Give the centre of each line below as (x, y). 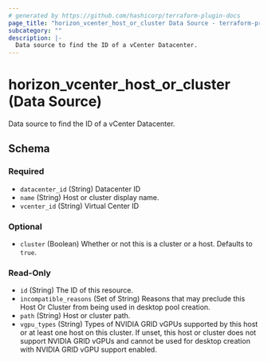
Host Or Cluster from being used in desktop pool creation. (115, 307)
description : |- (35, 38)
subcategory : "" (35, 30)
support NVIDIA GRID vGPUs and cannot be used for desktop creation (135, 341)
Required (26, 171)
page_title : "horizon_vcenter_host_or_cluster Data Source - (112, 23)
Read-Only (30, 273)
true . (28, 253)
